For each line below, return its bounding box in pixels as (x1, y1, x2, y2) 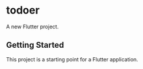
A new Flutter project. (6, 23, 59, 30)
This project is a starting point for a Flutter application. (6, 55, 138, 63)
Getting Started (6, 40, 64, 50)
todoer (6, 4, 40, 17)
